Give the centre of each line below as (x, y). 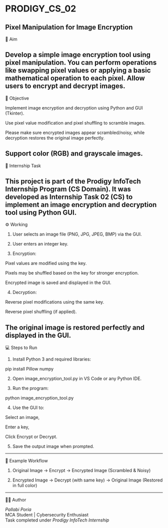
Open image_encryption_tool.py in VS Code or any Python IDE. (77, 378)
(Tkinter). (15, 113)
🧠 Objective (17, 98)
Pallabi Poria (18, 509)
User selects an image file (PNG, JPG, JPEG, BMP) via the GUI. (77, 234)
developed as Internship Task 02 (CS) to (69, 197)
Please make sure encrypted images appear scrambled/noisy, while (75, 132)
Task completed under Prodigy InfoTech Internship (57, 520)
